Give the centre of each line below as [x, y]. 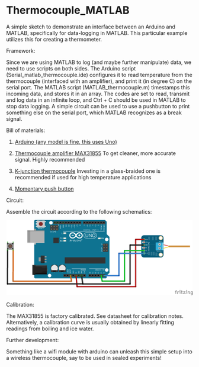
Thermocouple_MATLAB [68, 10]
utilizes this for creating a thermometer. [54, 39]
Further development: [33, 340]
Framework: [21, 50]
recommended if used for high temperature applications [83, 177]
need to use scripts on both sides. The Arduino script [71, 68]
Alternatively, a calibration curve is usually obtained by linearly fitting [90, 323]
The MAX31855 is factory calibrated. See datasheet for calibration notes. [95, 316]
